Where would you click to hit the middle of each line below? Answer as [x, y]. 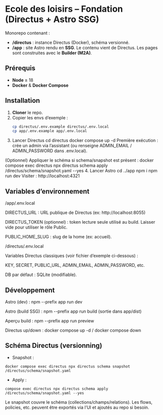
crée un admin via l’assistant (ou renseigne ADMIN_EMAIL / [72, 146]
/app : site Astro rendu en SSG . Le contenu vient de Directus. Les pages [85, 47]
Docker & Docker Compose [40, 85]
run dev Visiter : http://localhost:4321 [42, 176]
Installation [23, 101]
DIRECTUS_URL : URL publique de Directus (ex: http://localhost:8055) [75, 213]
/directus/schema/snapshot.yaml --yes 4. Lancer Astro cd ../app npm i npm [81, 171]
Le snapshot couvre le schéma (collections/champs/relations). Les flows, [79, 402]
